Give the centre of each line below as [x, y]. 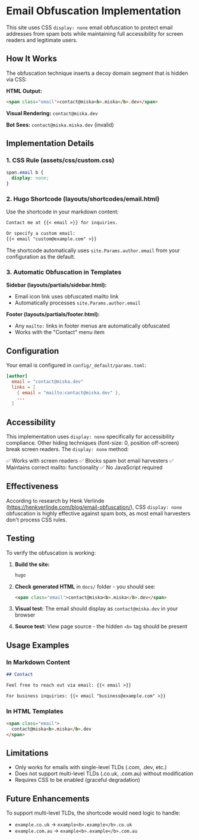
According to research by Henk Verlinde [55, 501]
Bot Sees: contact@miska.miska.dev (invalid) [60, 125]
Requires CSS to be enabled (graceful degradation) [78, 780]
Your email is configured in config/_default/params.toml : [76, 365]
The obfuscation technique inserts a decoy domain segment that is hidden [97, 73]
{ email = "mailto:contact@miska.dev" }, [69, 393]
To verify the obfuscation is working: [51, 553]
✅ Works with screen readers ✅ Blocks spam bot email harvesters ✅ [90, 461]
